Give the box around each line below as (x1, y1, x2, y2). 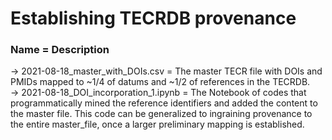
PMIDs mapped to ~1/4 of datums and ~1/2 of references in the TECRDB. (10, 76, 311, 88)
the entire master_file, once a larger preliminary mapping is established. (10, 118, 305, 131)
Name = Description (10, 43, 110, 57)
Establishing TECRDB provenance (10, 7, 297, 30)
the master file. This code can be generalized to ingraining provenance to (10, 108, 313, 120)
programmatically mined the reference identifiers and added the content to (10, 97, 318, 109)
